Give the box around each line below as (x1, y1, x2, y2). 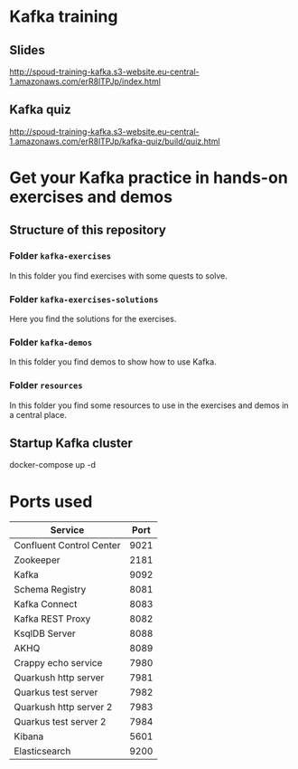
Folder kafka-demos (9, 336, 93, 348)
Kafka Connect (14, 598, 78, 611)
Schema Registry (14, 584, 87, 596)
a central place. (9, 409, 68, 420)
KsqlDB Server (14, 627, 77, 640)
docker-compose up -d (9, 460, 97, 470)
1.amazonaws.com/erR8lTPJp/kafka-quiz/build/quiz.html (9, 136, 220, 147)
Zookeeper (14, 554, 61, 566)
